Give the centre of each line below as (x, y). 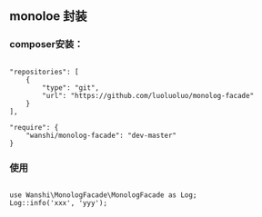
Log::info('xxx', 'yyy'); (58, 202)
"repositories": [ (44, 72)
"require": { (34, 127)
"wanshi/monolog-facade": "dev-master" (101, 135)
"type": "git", (71, 88)
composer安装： (46, 44)
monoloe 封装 (49, 16)
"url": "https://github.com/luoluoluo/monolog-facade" (148, 95)
